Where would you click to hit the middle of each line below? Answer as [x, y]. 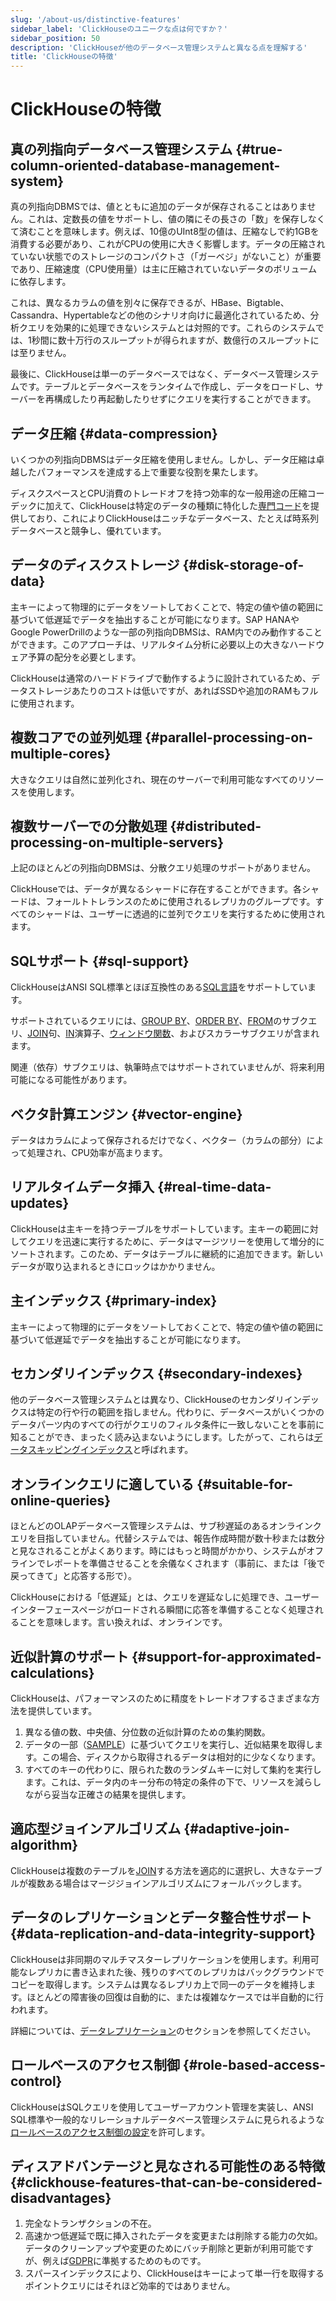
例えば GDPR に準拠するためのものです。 [124, 2261]
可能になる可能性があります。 [71, 1080]
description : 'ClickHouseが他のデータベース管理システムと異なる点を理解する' [159, 47]
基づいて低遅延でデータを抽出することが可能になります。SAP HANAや [155, 619]
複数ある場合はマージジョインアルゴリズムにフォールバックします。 [167, 1883]
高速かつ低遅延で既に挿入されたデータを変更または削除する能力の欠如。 [173, 2236]
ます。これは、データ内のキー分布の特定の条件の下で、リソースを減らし [173, 1782]
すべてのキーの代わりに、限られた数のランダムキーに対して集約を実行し [173, 1770]
